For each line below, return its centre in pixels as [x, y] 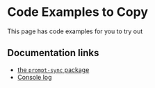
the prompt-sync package [53, 69]
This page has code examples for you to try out [75, 31]
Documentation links [53, 53]
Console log [34, 77]
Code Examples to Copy [77, 12]
